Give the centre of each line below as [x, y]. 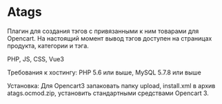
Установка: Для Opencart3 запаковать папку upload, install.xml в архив [111, 85]
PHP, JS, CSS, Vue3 [36, 59]
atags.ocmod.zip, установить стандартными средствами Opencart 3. [108, 93]
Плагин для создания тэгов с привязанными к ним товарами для [103, 31]
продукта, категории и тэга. [48, 45]
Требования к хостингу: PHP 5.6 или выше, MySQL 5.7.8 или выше [104, 72]
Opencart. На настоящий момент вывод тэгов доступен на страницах [110, 38]
